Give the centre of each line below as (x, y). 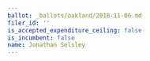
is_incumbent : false (41, 38)
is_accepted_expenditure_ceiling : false (75, 30)
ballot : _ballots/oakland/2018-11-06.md (75, 15)
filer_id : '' (29, 23)
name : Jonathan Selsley (47, 45)
